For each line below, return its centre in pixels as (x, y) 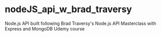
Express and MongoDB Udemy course (45, 28)
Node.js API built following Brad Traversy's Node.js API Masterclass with (80, 23)
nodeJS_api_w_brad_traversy (69, 9)
